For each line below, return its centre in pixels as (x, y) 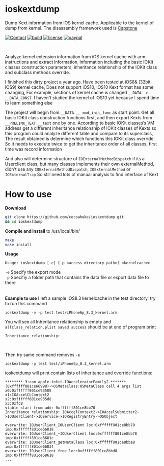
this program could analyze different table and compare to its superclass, (79, 133)
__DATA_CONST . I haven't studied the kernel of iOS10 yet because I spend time (82, 98)
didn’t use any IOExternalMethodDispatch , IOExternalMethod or (68, 169)
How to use (28, 195)
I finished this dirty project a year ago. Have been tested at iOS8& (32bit (78, 82)
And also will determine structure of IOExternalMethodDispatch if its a (75, 158)
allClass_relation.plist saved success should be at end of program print (81, 327)
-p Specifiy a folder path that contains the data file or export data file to (77, 278)
